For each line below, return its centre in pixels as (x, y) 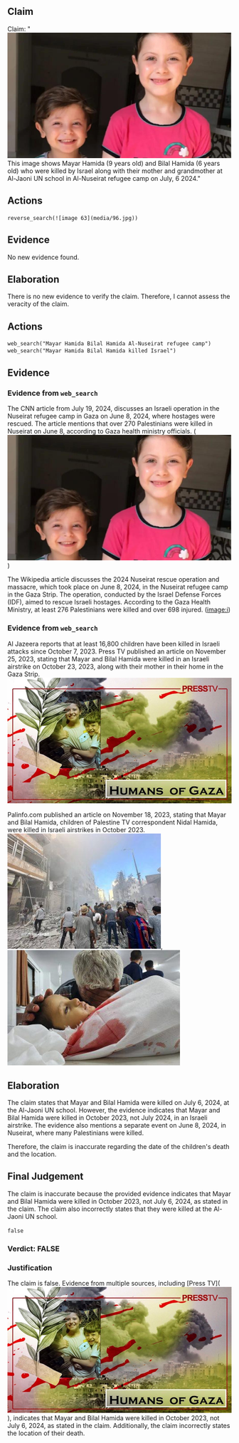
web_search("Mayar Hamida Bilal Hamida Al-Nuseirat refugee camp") (110, 344)
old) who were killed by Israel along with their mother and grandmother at (115, 171)
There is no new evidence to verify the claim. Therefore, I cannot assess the (119, 297)
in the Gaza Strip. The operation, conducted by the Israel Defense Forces (115, 594)
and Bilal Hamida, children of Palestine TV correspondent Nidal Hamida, (113, 822)
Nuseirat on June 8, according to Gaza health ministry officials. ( (102, 431)
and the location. (32, 1154)
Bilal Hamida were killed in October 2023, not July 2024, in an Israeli (107, 1118)
